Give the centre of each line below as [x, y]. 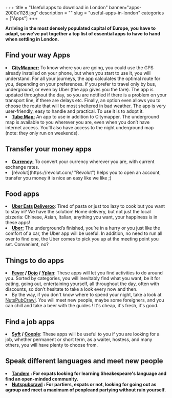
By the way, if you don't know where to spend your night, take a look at [87, 295]
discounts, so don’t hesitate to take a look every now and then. [71, 289]
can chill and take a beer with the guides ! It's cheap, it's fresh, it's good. [82, 306]
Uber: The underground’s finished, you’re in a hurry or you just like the [86, 228]
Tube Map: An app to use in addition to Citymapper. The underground [85, 116]
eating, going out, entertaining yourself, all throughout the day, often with [82, 284]
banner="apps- [125, 7]
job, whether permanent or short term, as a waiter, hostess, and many [79, 340]
